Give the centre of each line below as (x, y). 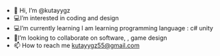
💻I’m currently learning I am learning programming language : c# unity (113, 28)
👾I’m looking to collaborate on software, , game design (90, 38)
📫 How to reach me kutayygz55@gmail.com (77, 45)
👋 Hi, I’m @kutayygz (42, 10)
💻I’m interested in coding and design (66, 18)
